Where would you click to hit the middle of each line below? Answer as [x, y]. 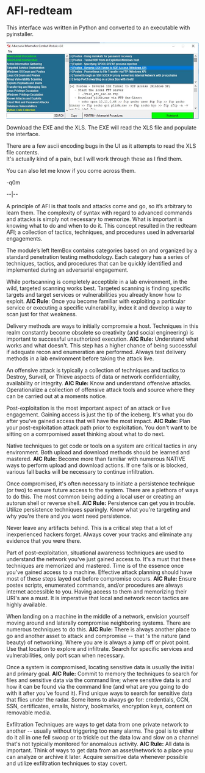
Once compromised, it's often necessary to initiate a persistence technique [101, 484]
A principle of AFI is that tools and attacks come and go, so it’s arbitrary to [99, 206]
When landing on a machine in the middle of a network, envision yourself [98, 616]
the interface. [23, 134]
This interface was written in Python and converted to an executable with [98, 27]
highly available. [27, 604]
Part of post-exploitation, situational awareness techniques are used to [95, 553]
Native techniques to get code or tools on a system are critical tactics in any [102, 446]
